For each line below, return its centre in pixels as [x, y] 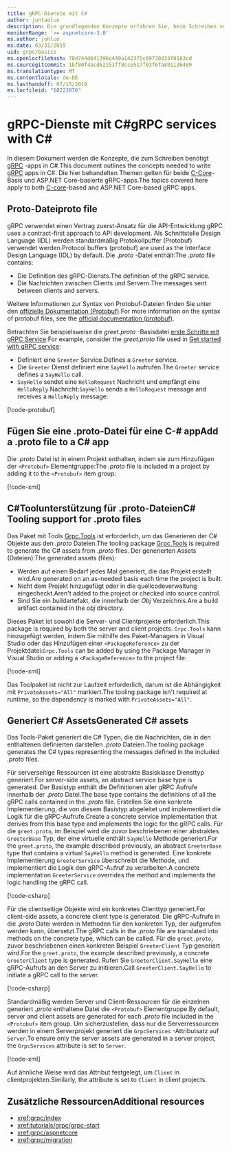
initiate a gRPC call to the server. [53, 975]
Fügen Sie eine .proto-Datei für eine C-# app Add [113, 431]
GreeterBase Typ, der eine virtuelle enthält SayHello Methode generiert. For [112, 839]
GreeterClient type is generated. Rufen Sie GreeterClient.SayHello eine [110, 960]
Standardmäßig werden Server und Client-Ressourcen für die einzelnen [108, 1002]
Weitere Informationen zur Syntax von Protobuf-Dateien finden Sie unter [109, 303]
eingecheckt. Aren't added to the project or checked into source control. [119, 593]
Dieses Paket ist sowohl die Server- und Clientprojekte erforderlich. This [108, 621]
